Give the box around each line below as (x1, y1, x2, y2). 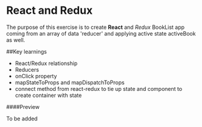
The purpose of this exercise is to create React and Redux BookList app (6, 23, 185, 31)
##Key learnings (6, 48, 47, 55)
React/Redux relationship (14, 60, 78, 67)
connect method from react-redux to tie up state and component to (14, 85, 183, 92)
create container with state (14, 91, 82, 99)
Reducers (14, 66, 39, 73)
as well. (6, 36, 25, 43)
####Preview (6, 103, 40, 110)
